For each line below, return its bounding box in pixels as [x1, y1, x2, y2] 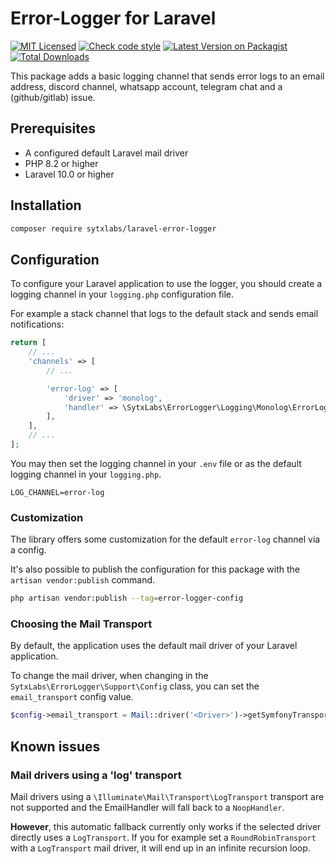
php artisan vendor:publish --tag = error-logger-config [10, 593, 244, 604]
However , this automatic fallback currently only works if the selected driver [10, 820, 322, 832]
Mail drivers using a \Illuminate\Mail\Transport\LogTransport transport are [10, 790, 325, 802]
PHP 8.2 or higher [24, 157, 99, 169]
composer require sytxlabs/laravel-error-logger [10, 223, 217, 234]
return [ [10, 338, 47, 348]
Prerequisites [10, 120, 96, 137]
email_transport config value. [10, 691, 134, 703]
